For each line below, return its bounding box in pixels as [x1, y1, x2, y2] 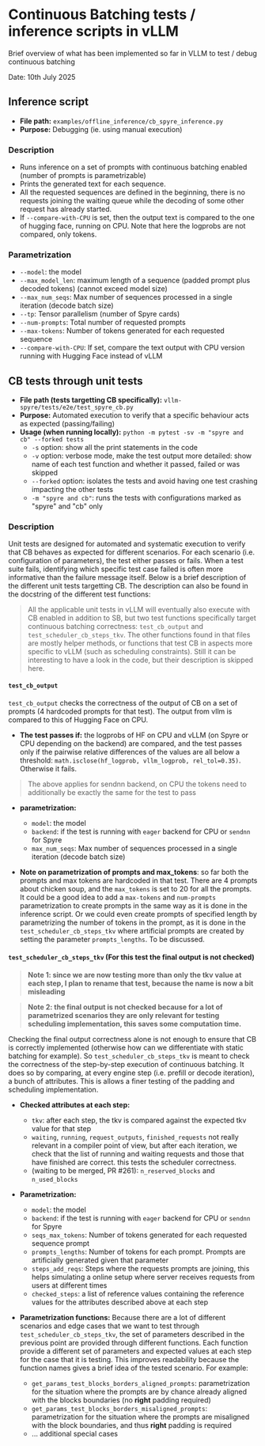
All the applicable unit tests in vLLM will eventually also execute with [27, 605, 251, 615]
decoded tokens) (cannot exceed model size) [19, 284, 168, 293]
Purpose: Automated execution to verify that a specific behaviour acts [19, 411, 249, 420]
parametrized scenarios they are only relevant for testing [27, 1010, 220, 1020]
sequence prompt [31, 1238, 89, 1247]
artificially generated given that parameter [31, 1255, 169, 1265]
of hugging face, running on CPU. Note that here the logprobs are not [19, 221, 246, 231]
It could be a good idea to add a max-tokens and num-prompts [19, 892, 216, 902]
